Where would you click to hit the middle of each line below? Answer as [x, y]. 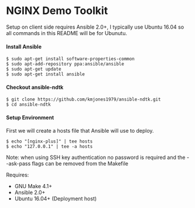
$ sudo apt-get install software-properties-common [70, 59]
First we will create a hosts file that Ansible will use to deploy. [80, 130]
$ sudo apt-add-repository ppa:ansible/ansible [65, 64]
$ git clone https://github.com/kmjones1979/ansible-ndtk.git [83, 100]
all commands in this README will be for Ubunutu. [67, 33]
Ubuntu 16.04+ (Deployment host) [56, 198]
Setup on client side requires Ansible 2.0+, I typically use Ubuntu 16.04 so [95, 27]
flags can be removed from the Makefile [80, 163]
